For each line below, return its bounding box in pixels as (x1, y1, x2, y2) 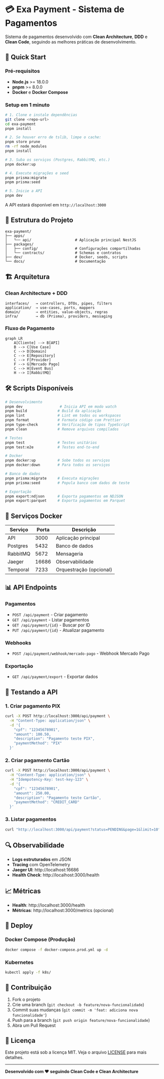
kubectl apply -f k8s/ (5, 970, 51, 975)
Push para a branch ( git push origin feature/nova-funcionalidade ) (12, 1017, 150, 1023)
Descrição (72, 526, 97, 533)
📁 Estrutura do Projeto (5, 216, 73, 225)
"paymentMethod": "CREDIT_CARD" (14, 800, 80, 805)
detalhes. (5, 1055, 24, 1060)
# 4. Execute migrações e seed (5, 170, 69, 176)
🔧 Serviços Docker (5, 512, 62, 520)
